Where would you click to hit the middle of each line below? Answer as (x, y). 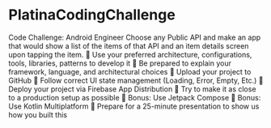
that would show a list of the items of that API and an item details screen (129, 45)
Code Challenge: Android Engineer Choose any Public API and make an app (135, 37)
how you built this (38, 114)
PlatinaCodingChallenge (92, 15)
